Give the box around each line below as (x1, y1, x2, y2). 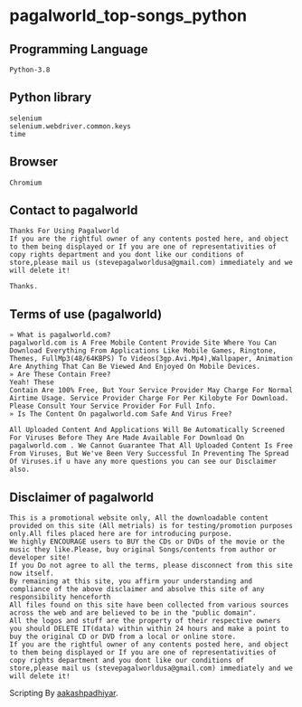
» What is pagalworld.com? (9, 331, 111, 340)
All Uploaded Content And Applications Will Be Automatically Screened (9, 426, 285, 435)
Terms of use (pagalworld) (9, 306, 163, 322)
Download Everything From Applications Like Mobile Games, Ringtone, (9, 346, 278, 355)
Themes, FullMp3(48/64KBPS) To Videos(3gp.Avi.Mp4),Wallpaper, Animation (9, 354, 294, 363)
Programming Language (9, 42, 149, 57)
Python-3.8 (9, 65, 51, 74)
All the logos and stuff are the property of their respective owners (9, 617, 281, 626)
